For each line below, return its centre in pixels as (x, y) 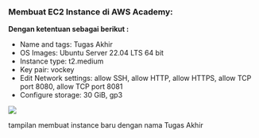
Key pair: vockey (47, 70)
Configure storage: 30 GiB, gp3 (71, 95)
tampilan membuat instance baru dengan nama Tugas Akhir (106, 125)
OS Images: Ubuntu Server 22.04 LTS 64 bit (92, 53)
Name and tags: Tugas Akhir (66, 44)
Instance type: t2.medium (62, 61)
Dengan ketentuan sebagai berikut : (69, 29)
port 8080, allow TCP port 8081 (71, 86)
